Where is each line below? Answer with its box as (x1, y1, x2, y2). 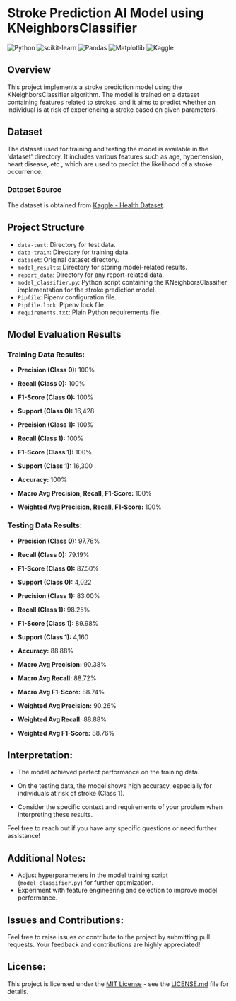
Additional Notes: (7, 852, 86, 864)
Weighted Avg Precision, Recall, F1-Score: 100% (17, 503, 163, 511)
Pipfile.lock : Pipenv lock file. (17, 300, 106, 309)
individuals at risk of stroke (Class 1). (17, 789, 125, 798)
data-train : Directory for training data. (17, 248, 131, 256)
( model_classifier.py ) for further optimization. (17, 879, 154, 887)
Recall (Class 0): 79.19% (17, 550, 90, 559)
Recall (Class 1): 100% (17, 434, 84, 443)
